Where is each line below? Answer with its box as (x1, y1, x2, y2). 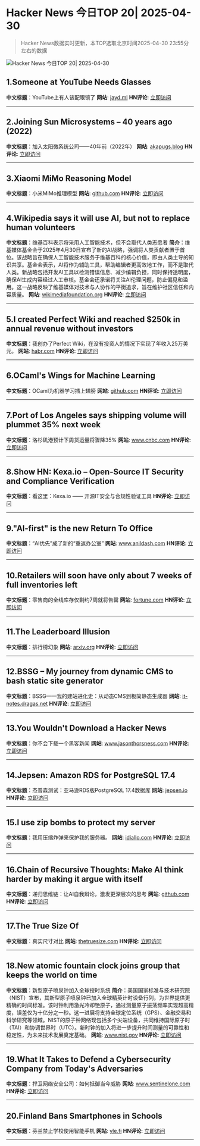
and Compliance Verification (6, 476, 115, 486)
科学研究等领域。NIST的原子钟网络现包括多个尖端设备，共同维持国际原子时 (6, 1016, 190, 1023)
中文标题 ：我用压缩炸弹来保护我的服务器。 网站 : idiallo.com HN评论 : (6, 834, 174, 841)
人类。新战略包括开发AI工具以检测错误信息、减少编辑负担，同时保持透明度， (6, 269, 194, 276)
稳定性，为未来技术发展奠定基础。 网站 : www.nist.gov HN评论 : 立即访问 (6, 1031, 182, 1038)
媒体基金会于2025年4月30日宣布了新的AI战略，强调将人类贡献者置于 (11, 246, 180, 253)
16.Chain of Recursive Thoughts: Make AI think (6, 865, 184, 875)
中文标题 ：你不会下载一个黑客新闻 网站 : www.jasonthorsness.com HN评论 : (6, 740, 189, 747)
